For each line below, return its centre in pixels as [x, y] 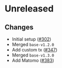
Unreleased [29, 9]
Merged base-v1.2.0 [33, 44]
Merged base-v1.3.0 [33, 55]
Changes [19, 27]
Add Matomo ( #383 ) [33, 60]
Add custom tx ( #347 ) [35, 50]
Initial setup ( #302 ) [31, 39]
